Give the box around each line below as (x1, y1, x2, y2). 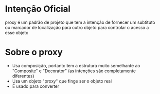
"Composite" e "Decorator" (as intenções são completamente (12, 68, 136, 74)
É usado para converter (12, 83, 59, 89)
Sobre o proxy (5, 47, 63, 58)
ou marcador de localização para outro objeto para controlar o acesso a (5, 24, 149, 30)
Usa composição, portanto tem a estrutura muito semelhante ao (12, 63, 140, 68)
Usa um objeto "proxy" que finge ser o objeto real (12, 78, 112, 84)
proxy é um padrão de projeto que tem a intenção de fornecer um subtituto (5, 19, 156, 25)
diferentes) (12, 73, 35, 78)
